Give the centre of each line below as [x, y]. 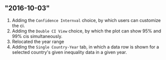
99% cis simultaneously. [37, 36]
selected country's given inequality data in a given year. [69, 52]
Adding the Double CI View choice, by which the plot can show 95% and [86, 31]
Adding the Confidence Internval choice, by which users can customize [86, 20]
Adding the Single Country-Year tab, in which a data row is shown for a [85, 46]
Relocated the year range [38, 41]
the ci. [18, 25]
